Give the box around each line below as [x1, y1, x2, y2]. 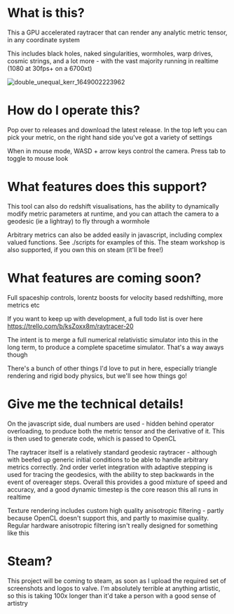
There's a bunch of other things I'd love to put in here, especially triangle [7, 364, 217, 372]
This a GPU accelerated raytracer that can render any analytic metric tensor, [7, 28, 228, 37]
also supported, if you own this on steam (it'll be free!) [7, 245, 164, 254]
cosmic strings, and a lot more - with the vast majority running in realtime [7, 56, 219, 65]
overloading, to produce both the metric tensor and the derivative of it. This [7, 426, 226, 435]
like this [7, 528, 29, 537]
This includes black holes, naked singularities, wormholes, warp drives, [7, 49, 213, 58]
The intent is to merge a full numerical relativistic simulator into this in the [7, 335, 219, 344]
